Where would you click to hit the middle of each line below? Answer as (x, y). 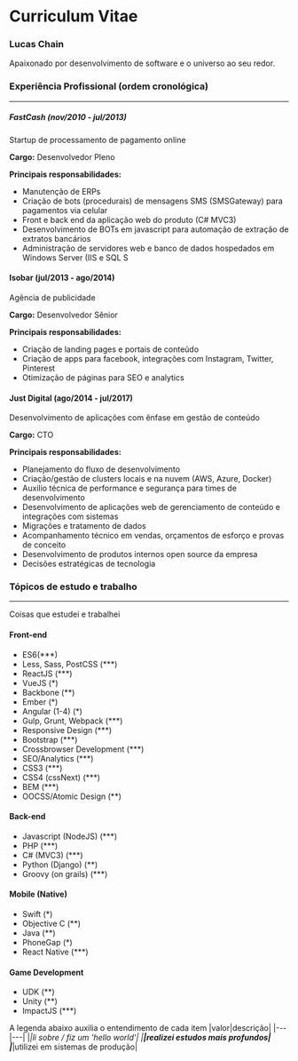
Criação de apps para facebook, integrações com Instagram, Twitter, (148, 358)
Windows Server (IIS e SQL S (75, 257)
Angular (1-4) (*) (52, 711)
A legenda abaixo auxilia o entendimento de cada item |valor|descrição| (141, 1028)
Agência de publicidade (52, 297)
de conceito (44, 545)
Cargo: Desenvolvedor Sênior (63, 315)
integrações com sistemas (70, 516)
